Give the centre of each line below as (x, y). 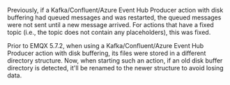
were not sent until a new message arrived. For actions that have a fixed (110, 25)
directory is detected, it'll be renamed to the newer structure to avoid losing (116, 68)
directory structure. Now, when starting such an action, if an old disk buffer (115, 61)
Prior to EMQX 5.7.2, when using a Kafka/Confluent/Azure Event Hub (106, 46)
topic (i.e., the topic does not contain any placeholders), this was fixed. (109, 32)
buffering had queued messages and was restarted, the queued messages (114, 17)
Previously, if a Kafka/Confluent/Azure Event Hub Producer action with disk (115, 10)
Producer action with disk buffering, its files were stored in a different (107, 53)
